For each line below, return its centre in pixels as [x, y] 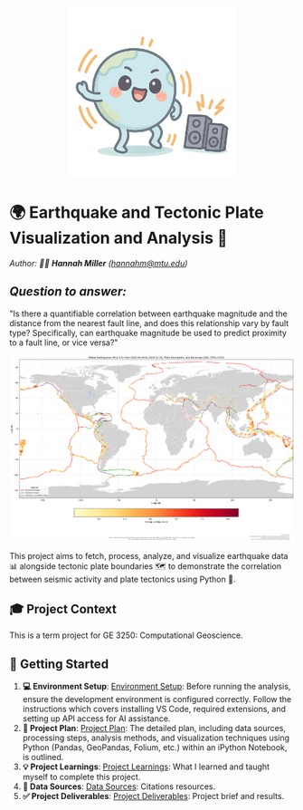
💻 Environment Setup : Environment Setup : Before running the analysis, [156, 686]
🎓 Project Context [63, 609]
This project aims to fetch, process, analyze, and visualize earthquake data [149, 556]
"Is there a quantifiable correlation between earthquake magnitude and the [148, 313]
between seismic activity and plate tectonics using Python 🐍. [123, 579]
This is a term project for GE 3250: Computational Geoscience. [126, 635]
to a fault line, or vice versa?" [64, 342]
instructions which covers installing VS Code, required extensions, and [154, 709]
